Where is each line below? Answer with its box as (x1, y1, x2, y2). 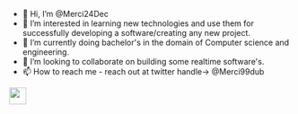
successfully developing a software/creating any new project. (22, 28, 251, 38)
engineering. (22, 47, 70, 57)
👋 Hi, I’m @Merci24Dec (22, 9, 110, 19)
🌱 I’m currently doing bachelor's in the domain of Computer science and (22, 37, 290, 48)
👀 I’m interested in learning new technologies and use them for (22, 18, 254, 29)
